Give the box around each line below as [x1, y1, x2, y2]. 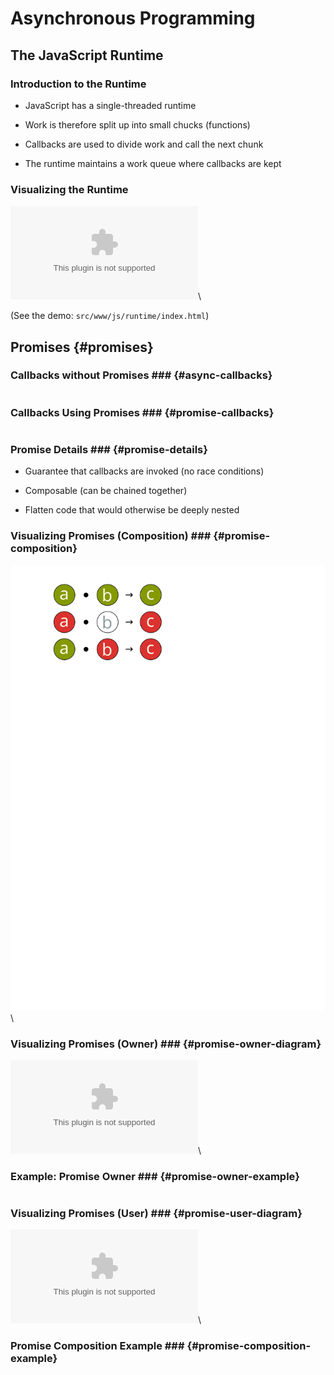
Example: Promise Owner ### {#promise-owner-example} [10, 1169, 300, 1183]
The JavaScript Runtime [10, 47, 164, 64]
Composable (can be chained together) [24, 485, 188, 497]
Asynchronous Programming [10, 7, 256, 30]
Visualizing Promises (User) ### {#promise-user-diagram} [10, 1207, 303, 1221]
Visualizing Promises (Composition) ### [10, 529, 212, 543]
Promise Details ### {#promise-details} [10, 443, 208, 457]
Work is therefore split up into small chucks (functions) [24, 118, 251, 131]
